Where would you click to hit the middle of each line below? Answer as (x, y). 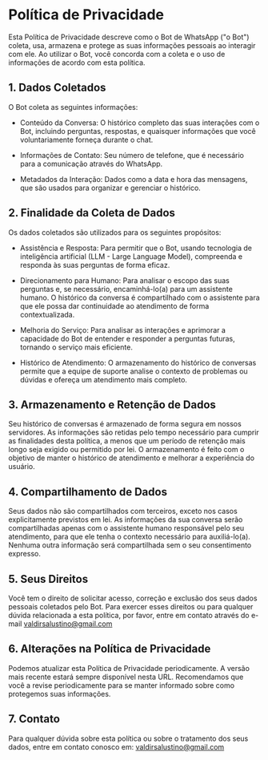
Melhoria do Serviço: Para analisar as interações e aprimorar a (123, 329)
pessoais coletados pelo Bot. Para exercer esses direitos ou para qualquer (131, 606)
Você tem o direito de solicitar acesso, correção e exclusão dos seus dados (133, 598)
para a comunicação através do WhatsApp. (91, 164)
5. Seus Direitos (48, 579)
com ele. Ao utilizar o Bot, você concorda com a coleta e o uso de (117, 54)
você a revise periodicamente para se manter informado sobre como (121, 685)
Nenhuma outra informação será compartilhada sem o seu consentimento (130, 545)
